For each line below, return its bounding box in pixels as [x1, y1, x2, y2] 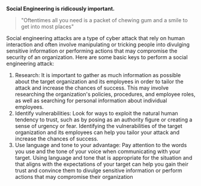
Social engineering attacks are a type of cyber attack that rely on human [6, 35, 185, 41]
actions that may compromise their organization [14, 173, 133, 180]
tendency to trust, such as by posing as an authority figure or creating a [14, 116, 193, 123]
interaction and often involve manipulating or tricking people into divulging [6, 41, 190, 48]
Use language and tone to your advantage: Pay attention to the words [14, 142, 187, 148]
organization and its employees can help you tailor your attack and [14, 129, 180, 136]
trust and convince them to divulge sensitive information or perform [14, 167, 182, 174]
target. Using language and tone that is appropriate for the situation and [14, 154, 193, 161]
